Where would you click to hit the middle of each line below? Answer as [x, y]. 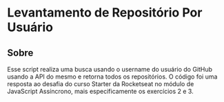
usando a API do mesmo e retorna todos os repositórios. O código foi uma [112, 76]
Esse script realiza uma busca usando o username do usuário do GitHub [110, 69]
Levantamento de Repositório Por [105, 13]
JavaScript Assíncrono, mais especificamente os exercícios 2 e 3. [101, 91]
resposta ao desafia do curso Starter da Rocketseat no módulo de [101, 84]
